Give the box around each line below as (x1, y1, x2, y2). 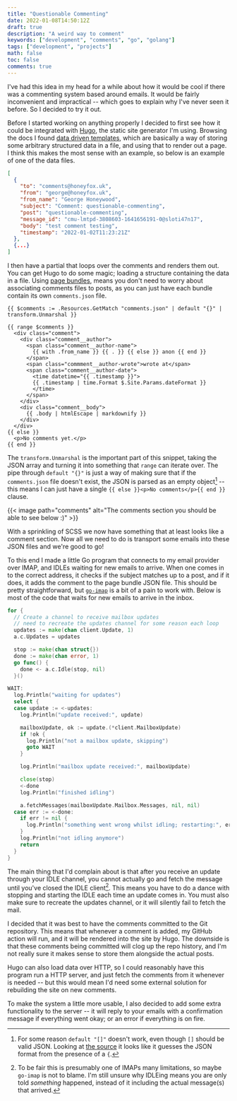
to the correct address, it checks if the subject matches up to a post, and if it (7, 570, 230, 579)
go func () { (13, 659, 49, 666)
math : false (7, 50, 42, 57)
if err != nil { (20, 815, 68, 822)
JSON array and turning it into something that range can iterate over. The (7, 461, 219, 469)
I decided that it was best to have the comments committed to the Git (7, 919, 208, 928)
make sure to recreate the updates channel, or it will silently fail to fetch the (7, 898, 226, 907)
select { (13, 698, 39, 705)
